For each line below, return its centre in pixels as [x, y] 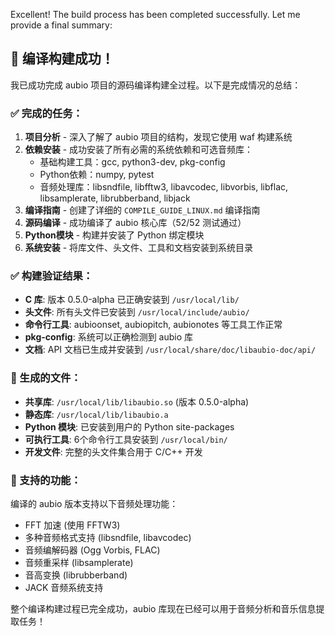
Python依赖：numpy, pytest [97, 175]
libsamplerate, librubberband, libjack [115, 198]
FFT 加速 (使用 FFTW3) [72, 525]
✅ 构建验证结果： [52, 276]
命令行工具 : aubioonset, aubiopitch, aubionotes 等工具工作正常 [153, 325]
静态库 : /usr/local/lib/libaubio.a [96, 414]
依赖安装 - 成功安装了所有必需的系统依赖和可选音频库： [139, 150]
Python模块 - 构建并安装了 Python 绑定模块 [114, 235]
